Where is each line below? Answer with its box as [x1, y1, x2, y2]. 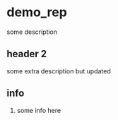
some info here [16, 106, 61, 114]
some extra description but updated [6, 66, 111, 75]
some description [6, 28, 58, 36]
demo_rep [6, 4, 68, 20]
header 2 [6, 48, 47, 60]
